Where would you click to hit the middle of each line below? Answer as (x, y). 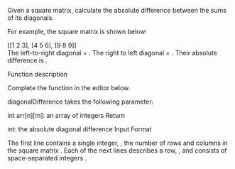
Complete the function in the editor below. (69, 88)
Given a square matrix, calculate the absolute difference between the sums (117, 10)
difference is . (27, 60)
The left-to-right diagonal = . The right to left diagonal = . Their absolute (113, 53)
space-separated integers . (47, 158)
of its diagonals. (31, 18)
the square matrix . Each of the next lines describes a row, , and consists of (117, 151)
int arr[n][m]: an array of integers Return (66, 115)
